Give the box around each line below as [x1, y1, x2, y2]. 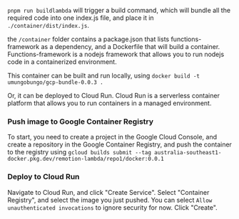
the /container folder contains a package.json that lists [7, 35, 170, 43]
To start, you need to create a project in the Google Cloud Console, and [7, 133, 218, 141]
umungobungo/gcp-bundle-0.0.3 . [7, 79, 103, 86]
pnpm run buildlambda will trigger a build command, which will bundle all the [7, 6, 230, 14]
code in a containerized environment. [7, 58, 117, 66]
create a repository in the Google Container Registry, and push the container [7, 140, 232, 149]
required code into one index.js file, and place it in [7, 14, 155, 22]
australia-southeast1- [154, 149, 222, 156]
